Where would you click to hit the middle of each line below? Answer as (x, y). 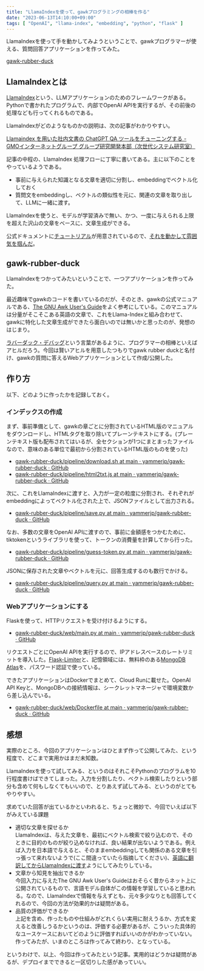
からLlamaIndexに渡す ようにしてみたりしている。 (93, 866)
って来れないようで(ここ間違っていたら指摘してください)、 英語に (107, 858)
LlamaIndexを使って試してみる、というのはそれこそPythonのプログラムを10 (101, 771)
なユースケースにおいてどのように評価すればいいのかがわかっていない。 (105, 934)
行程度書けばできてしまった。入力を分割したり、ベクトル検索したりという (99, 779)
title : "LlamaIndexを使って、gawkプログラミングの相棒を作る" (78, 12)
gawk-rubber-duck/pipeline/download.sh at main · (78, 461)
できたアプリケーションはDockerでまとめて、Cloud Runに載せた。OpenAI (99, 680)
